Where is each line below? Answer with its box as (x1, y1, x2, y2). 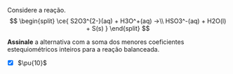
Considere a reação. (7, 6, 66, 14)
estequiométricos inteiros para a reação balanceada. (7, 45, 160, 53)
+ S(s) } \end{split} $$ (86, 24, 150, 32)
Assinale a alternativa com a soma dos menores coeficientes (7, 38, 185, 46)
